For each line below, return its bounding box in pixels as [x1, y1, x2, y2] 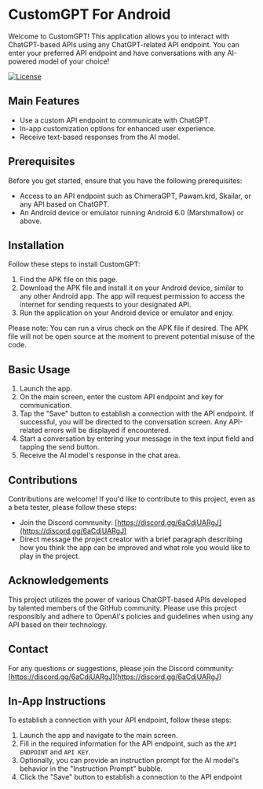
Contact [8, 643, 49, 656]
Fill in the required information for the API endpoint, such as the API [19, 739, 238, 748]
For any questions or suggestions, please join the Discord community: [8, 663, 234, 673]
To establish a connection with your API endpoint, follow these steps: [8, 715, 232, 725]
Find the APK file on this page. [19, 275, 118, 284]
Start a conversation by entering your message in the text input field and [19, 434, 254, 443]
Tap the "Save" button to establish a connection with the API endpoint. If [19, 409, 254, 418]
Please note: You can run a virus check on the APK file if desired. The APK [8, 324, 249, 333]
